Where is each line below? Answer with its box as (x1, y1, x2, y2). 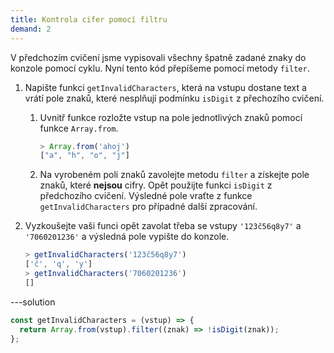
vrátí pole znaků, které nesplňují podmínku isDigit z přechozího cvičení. (24, 92, 325, 104)
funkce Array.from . (39, 122, 119, 134)
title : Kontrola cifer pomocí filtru (10, 14, 168, 25)
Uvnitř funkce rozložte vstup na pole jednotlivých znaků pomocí (39, 111, 303, 123)
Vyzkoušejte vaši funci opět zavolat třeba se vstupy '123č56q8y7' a (24, 220, 302, 232)
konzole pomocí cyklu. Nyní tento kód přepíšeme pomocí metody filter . (10, 62, 310, 74)
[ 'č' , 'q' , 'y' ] (24, 259, 93, 270)
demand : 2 (10, 24, 52, 34)
